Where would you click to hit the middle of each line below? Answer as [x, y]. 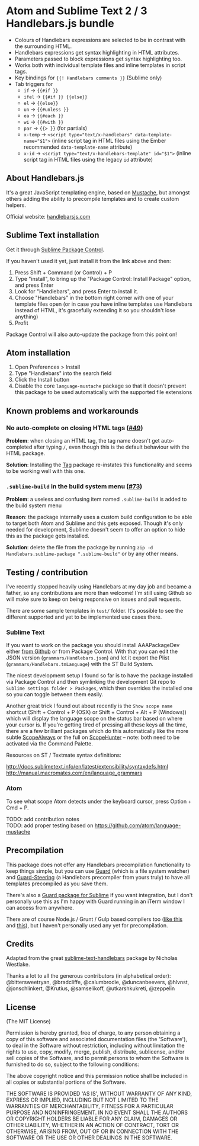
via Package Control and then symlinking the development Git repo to [91, 682]
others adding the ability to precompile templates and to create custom [93, 199]
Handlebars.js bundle [60, 23]
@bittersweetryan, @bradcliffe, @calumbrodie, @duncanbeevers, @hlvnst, [98, 982]
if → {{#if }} [41, 90]
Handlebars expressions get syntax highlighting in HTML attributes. [97, 52]
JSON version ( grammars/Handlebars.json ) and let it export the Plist [88, 658]
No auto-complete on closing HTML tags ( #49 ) [75, 428]
